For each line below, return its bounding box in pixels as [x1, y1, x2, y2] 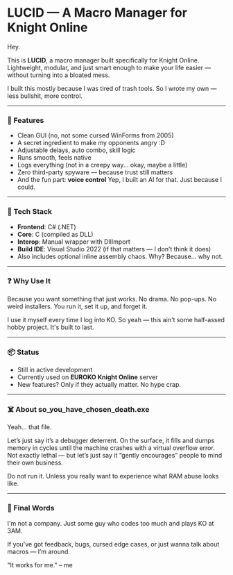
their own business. [7, 458, 64, 467]
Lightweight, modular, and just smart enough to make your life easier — [7, 63, 212, 72]
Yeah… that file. [7, 423, 52, 431]
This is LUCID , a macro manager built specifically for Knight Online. [7, 56, 200, 64]
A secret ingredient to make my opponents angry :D [17, 139, 165, 147]
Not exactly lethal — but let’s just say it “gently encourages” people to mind [7, 451, 223, 460]
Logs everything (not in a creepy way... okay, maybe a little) [17, 161, 188, 169]
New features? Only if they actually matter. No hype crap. [17, 381, 182, 389]
